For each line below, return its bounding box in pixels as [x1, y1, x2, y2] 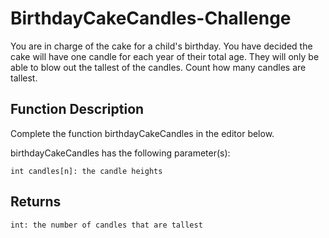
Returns [10, 193, 62, 211]
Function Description [10, 101, 145, 118]
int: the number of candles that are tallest [10, 220, 203, 230]
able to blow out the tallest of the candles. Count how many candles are [10, 61, 307, 73]
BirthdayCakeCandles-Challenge [10, 7, 292, 30]
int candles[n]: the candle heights [10, 166, 163, 176]
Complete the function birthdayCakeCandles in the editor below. [10, 127, 275, 139]
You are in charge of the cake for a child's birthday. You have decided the [10, 40, 313, 52]
